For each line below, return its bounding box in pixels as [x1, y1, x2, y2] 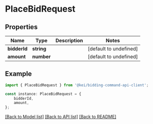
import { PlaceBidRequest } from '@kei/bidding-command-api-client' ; [5, 83, 149, 88]
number [32, 53, 51, 60]
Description [55, 37, 84, 44]
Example [5, 70, 32, 78]
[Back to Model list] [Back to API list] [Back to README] [5, 114, 117, 120]
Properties [5, 23, 38, 31]
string [32, 45, 47, 52]
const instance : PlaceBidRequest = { [5, 91, 82, 96]
